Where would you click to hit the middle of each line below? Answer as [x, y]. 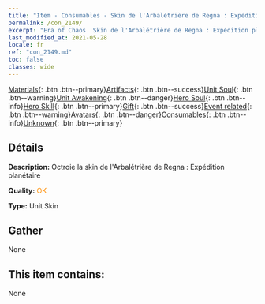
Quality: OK [28, 190]
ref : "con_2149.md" [40, 52]
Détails [26, 148]
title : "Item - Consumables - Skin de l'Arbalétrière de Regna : [118, 15]
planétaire [24, 175]
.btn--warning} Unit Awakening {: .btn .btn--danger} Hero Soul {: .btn [117, 98]
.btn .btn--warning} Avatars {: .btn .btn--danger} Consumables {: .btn [117, 114]
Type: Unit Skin [34, 205]
